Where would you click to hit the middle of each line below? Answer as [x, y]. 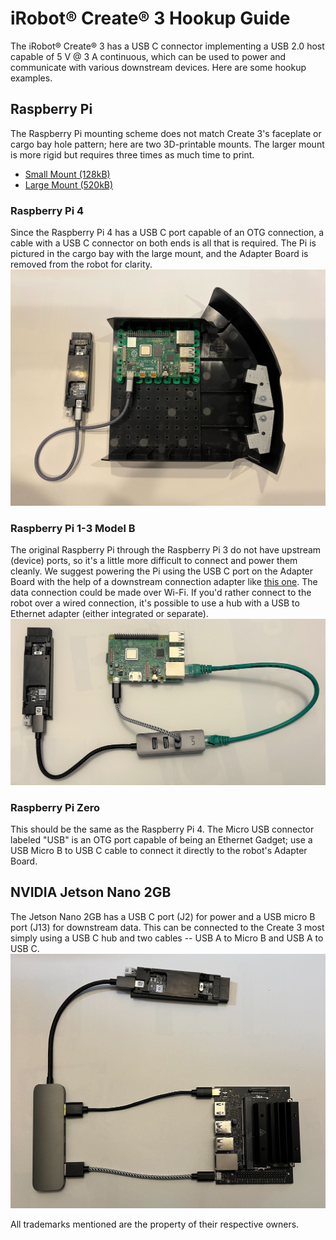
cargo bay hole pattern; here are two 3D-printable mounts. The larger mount [167, 144]
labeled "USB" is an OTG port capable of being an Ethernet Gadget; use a [161, 839]
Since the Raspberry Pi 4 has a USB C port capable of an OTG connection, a [167, 233]
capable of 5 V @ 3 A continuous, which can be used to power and [148, 56]
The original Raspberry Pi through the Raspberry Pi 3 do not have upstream [166, 550]
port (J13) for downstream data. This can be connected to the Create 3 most [167, 927]
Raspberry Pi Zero [55, 807]
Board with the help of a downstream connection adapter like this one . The [164, 582]
